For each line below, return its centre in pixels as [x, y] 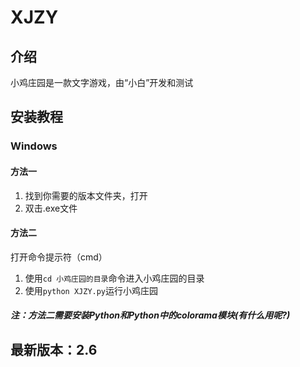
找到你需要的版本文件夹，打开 [86, 195]
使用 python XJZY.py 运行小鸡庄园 [91, 290]
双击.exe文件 [51, 208]
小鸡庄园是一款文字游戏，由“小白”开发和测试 [102, 82]
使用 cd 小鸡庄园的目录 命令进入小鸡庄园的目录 [114, 278]
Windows [34, 146]
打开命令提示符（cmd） [59, 257]
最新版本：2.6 [54, 349]
